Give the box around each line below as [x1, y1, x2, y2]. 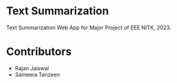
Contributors [6, 45, 72, 59]
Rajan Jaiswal [14, 64, 49, 72]
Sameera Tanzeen [14, 70, 60, 78]
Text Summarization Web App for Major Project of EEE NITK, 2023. [6, 24, 172, 31]
